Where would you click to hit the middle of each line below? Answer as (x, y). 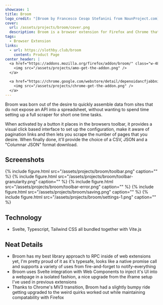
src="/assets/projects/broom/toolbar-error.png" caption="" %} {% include (79, 187)
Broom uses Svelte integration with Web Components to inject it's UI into (85, 272)
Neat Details (24, 245)
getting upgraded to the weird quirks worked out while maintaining (79, 292)
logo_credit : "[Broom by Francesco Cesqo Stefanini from (64, 18)
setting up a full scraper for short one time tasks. (54, 114)
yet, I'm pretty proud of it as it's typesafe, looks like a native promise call (84, 261)
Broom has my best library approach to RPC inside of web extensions (81, 256)
